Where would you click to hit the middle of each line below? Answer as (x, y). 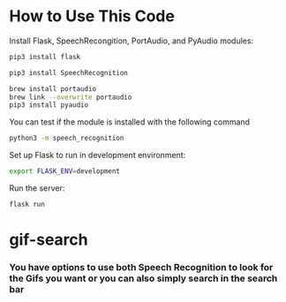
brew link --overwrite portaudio (71, 97)
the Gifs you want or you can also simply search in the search (143, 278)
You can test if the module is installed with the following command (129, 122)
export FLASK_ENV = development (65, 171)
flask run (27, 205)
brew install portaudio (53, 89)
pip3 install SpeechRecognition (68, 72)
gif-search (49, 240)
